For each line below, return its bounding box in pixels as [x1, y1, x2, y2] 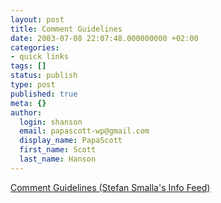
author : [10, 107, 43, 118]
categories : [10, 42, 60, 53]
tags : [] [10, 61, 47, 71]
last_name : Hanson [19, 154, 97, 164]
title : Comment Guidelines [10, 24, 123, 34]
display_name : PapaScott [19, 136, 123, 146]
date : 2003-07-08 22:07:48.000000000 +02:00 [10, 33, 199, 43]
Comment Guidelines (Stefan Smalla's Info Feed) [10, 181, 211, 193]
